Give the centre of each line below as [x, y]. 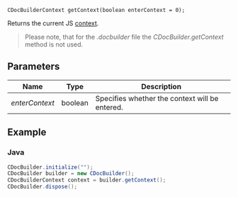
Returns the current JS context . [53, 23]
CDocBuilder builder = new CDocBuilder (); [71, 174]
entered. [109, 107]
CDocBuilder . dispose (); [42, 187]
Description [161, 86]
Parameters [34, 67]
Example [27, 132]
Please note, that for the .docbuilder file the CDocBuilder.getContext [124, 37]
